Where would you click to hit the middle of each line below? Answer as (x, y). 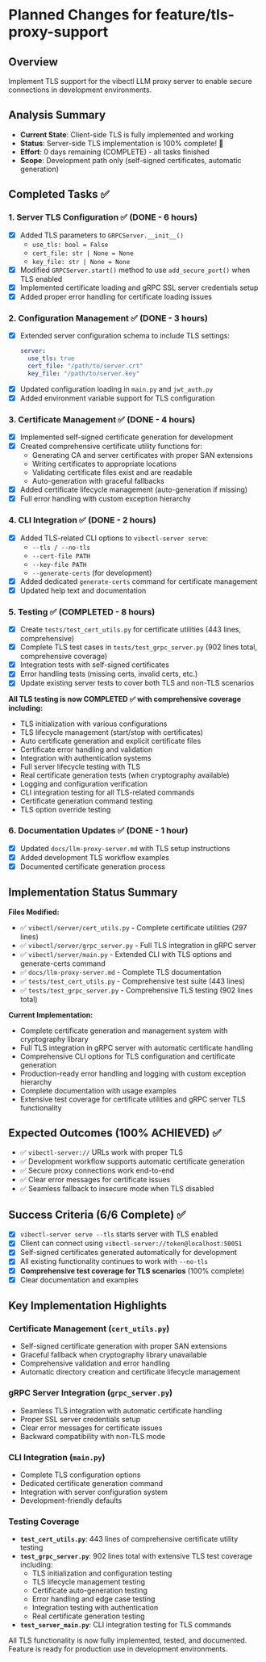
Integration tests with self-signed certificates (94, 665)
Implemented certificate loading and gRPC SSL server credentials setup (139, 287)
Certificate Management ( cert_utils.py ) (89, 1328)
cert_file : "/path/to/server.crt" (85, 366)
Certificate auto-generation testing (89, 1591)
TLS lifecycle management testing (89, 1582)
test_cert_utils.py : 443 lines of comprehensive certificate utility (129, 1539)
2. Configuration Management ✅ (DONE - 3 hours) (108, 318)
